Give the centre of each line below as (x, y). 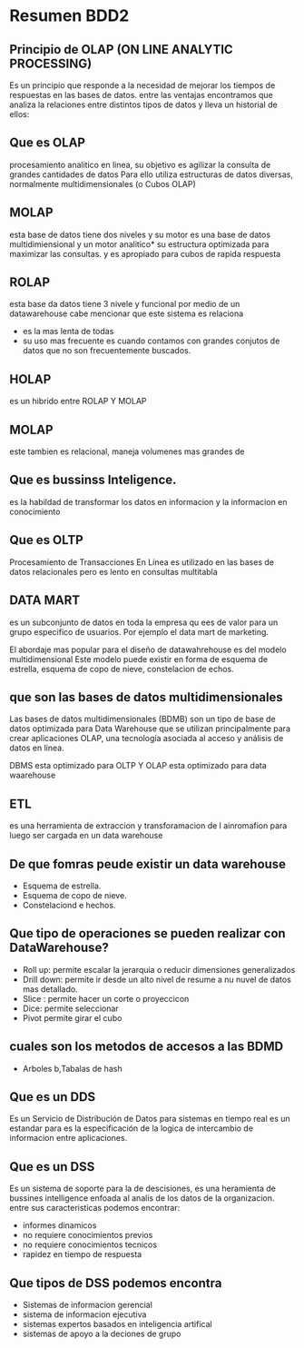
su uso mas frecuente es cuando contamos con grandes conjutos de (151, 341)
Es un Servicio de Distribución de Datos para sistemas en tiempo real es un (150, 1119)
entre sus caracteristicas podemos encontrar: (95, 1208)
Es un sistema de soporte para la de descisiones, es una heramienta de (143, 1189)
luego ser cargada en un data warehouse (86, 836)
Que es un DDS (53, 1097)
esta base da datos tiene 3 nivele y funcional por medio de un (125, 304)
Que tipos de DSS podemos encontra (116, 1283)
